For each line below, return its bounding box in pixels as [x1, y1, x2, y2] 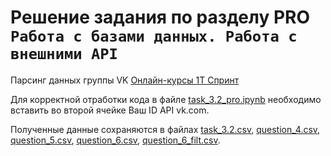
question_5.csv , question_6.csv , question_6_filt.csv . [10, 134, 221, 146]
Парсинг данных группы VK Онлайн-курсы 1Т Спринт [10, 74, 240, 86]
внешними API [10, 45, 118, 64]
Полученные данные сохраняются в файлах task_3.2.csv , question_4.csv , [10, 123, 321, 135]
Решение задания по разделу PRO [10, 6, 310, 29]
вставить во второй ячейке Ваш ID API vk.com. [10, 104, 210, 116]
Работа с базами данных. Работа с [10, 27, 298, 46]
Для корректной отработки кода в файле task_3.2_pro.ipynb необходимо [10, 93, 322, 105]
